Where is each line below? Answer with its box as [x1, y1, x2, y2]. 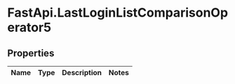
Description [62, 68, 102, 77]
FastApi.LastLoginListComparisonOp [7, 5, 229, 21]
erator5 [7, 19, 51, 35]
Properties [7, 47, 55, 59]
